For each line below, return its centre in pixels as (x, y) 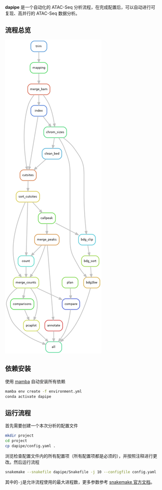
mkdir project (20, 436)
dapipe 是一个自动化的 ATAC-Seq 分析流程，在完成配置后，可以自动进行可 (80, 7)
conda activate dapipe (28, 396)
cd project (16, 441)
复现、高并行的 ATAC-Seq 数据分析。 (42, 13)
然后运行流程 (26, 462)
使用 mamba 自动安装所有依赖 (35, 381)
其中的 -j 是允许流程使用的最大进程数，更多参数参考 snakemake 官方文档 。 (80, 482)
